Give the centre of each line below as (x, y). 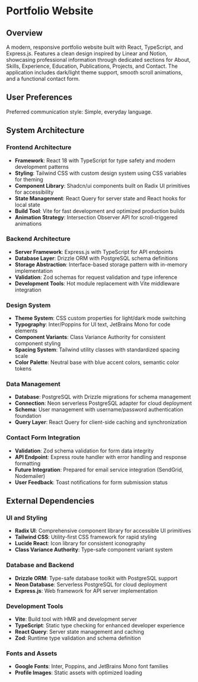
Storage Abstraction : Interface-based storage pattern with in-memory (101, 264)
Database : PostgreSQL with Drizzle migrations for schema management (103, 397)
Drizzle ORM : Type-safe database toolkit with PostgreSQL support (96, 578)
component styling (38, 344)
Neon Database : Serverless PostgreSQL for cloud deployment (91, 584)
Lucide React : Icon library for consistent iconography (80, 543)
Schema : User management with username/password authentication (99, 410)
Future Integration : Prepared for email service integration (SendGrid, (99, 469)
